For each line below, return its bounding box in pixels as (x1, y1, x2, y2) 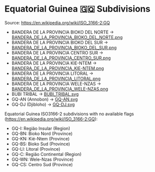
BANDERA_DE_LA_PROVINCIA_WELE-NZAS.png (11, 86, 108, 92)
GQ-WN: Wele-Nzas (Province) (11, 156, 74, 162)
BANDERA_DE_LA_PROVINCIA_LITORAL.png (11, 75, 101, 81)
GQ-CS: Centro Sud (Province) (11, 161, 73, 167)
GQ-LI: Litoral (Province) (11, 146, 61, 152)
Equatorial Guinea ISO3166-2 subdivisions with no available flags (4, 111, 134, 117)
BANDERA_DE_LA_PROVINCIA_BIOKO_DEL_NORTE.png (11, 34, 123, 40)
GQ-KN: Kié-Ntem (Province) (11, 136, 70, 141)
